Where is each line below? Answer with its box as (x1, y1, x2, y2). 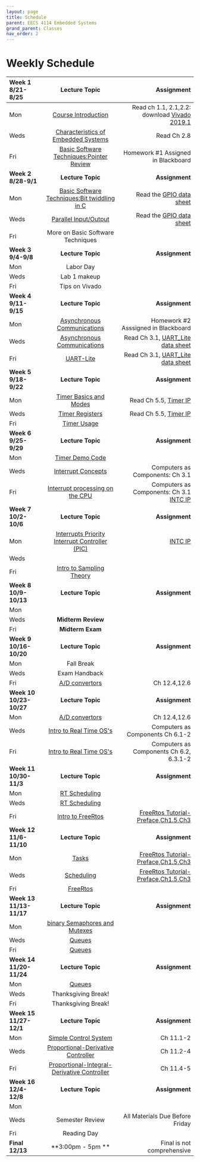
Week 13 (9, 894, 36, 903)
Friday (173, 1120, 191, 1128)
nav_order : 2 (6, 31, 39, 37)
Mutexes (68, 926, 93, 935)
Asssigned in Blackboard (121, 324, 191, 332)
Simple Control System (48, 1034, 113, 1042)
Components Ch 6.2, (133, 747, 191, 756)
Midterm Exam (59, 625, 102, 633)
